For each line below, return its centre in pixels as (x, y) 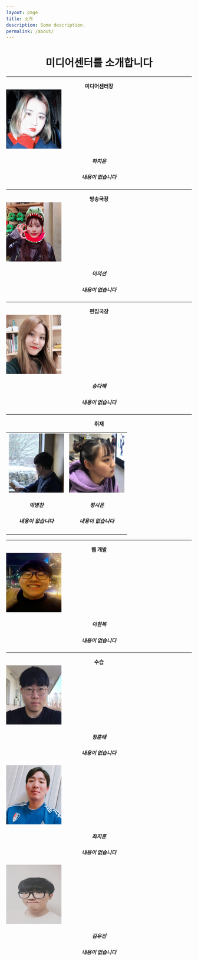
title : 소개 (20, 19)
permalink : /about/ (30, 31)
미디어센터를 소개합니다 (99, 63)
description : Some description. (46, 25)
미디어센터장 (99, 86)
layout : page (22, 12)
